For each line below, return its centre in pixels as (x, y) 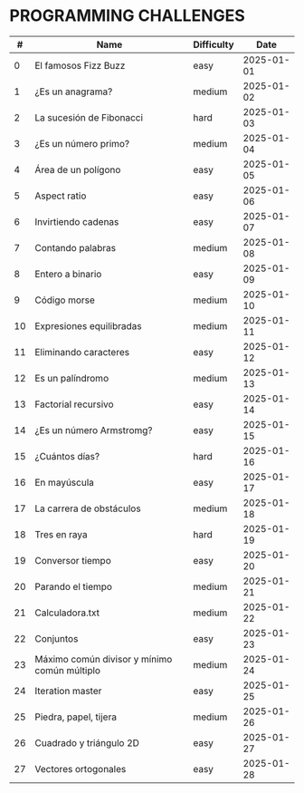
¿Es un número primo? (82, 143)
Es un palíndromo (72, 378)
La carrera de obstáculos (88, 508)
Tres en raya (61, 534)
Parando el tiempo (74, 586)
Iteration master (68, 691)
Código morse (65, 300)
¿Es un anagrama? (74, 92)
